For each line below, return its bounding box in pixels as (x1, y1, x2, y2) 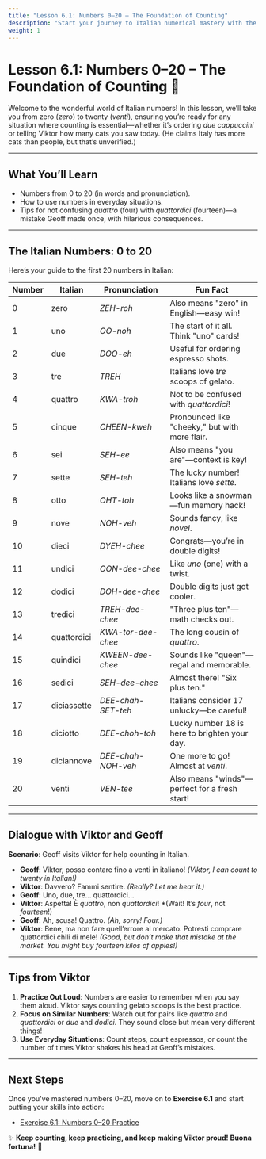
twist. (169, 568, 190, 579)
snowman (215, 489, 252, 500)
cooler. (169, 591, 196, 602)
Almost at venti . (169, 760, 228, 771)
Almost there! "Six (169, 671, 237, 683)
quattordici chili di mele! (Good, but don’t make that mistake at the (19, 932, 237, 942)
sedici (51, 677, 74, 688)
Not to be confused (169, 388, 242, 400)
